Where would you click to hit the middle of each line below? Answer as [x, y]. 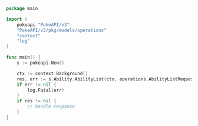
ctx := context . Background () [52, 73]
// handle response [51, 106]
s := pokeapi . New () [41, 63]
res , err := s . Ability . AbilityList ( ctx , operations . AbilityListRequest [106, 79]
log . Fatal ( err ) [46, 90]
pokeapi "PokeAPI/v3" [43, 25]
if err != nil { [37, 85]
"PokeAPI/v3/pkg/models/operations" [62, 30]
